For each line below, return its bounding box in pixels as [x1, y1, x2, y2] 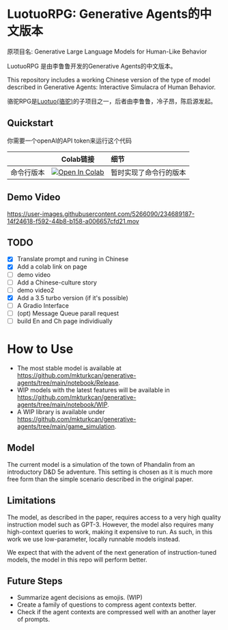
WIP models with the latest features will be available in [16, 385, 170, 394]
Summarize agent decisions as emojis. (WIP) [16, 594, 143, 602]
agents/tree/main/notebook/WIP [16, 400, 108, 409]
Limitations [7, 495, 56, 507]
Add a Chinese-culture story [16, 278, 98, 287]
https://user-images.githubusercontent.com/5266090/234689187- [7, 210, 195, 218]
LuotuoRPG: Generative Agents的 [7, 6, 200, 22]
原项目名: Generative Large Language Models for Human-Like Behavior [7, 47, 208, 56]
